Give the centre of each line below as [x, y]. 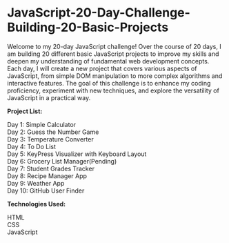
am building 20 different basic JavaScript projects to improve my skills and [113, 54]
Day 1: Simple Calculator [42, 124]
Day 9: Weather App [36, 183]
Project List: [25, 111]
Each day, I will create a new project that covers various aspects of [102, 68]
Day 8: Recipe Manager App [47, 176]
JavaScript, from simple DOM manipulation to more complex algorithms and [115, 76]
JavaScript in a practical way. [49, 97]
